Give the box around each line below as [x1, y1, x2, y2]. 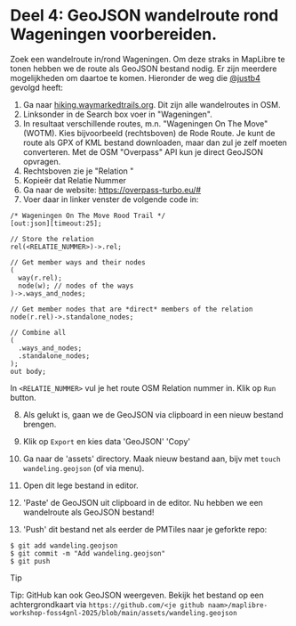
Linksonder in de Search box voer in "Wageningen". [22, 109, 212, 119]
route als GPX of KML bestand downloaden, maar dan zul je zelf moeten [22, 137, 288, 148]
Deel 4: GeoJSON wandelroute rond [10, 5, 279, 26]
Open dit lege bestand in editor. [22, 480, 139, 491]
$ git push [10, 557, 51, 565]
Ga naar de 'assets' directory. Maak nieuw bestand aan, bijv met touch [22, 453, 281, 464]
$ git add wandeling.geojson [10, 541, 118, 550]
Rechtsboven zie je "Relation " [22, 166, 134, 176]
